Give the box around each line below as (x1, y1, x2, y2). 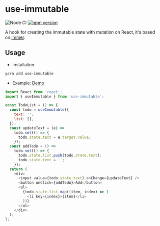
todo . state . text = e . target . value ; (18, 135, 91, 140)
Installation (12, 61, 35, 67)
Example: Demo (12, 80, 45, 86)
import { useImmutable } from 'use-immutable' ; (5, 94, 105, 99)
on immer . (5, 34, 26, 40)
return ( (9, 167, 27, 172)
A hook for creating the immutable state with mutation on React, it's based (5, 29, 156, 35)
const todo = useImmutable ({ (9, 107, 69, 112)
